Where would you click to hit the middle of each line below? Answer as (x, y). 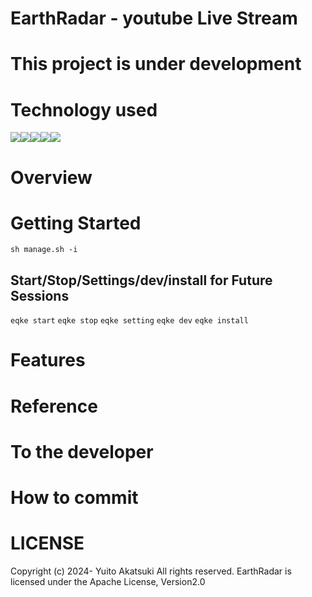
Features (48, 360)
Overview (51, 177)
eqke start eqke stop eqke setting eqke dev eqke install (129, 321)
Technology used (84, 109)
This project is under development (156, 64)
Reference (54, 406)
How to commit (74, 498)
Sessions (40, 295)
